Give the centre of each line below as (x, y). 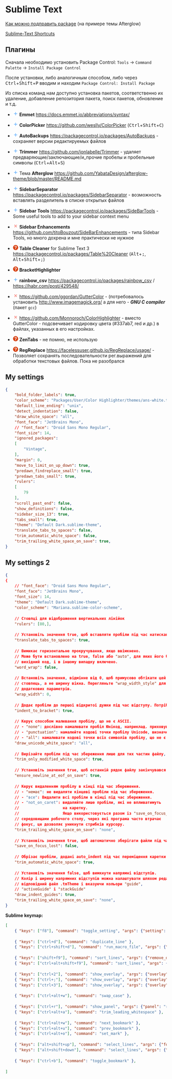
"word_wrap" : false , (36, 667)
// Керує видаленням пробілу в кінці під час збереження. (78, 786)
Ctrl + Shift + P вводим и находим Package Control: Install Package (80, 83)
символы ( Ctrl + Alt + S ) (39, 162)
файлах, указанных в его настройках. (54, 329)
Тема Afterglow (36, 173)
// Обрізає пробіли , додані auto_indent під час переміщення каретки (90, 857)
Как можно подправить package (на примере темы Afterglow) (73, 24)
